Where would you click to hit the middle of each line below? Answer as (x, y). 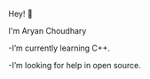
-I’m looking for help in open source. (75, 65)
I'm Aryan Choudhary (47, 31)
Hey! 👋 (20, 14)
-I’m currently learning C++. (59, 48)
